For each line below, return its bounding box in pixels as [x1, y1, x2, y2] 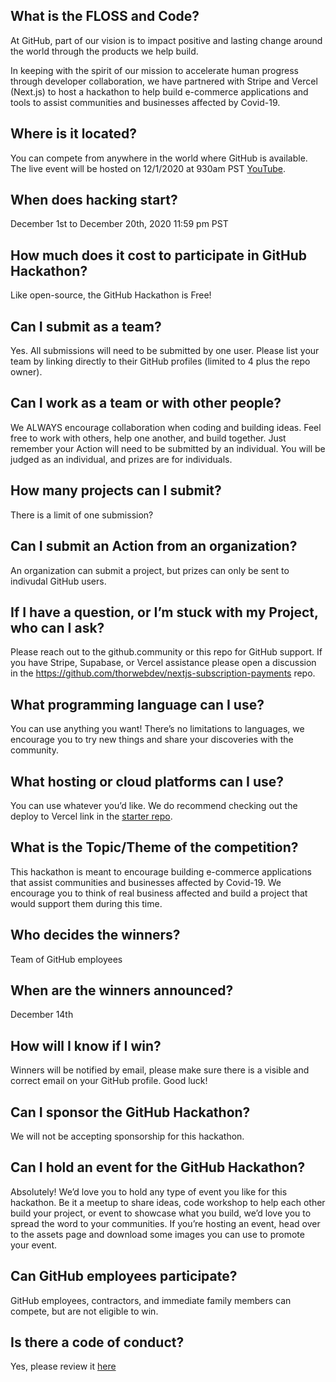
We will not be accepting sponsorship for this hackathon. [10, 1130, 245, 1142]
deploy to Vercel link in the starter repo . [10, 810, 173, 822]
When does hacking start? [10, 192, 178, 209]
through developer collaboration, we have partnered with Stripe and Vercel [10, 75, 318, 87]
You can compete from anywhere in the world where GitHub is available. [10, 152, 308, 164]
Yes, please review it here [10, 1360, 117, 1373]
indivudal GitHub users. [10, 575, 107, 587]
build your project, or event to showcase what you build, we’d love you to [10, 1207, 312, 1219]
